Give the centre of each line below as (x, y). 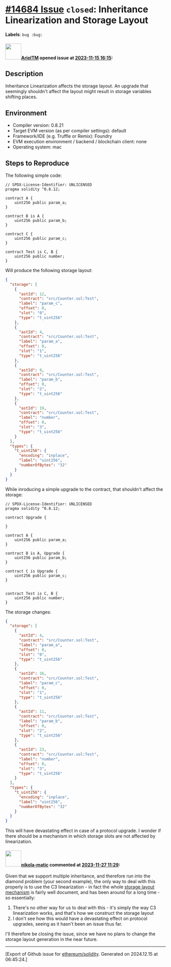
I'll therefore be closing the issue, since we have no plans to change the (80, 934)
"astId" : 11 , (33, 712)
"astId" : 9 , (31, 370)
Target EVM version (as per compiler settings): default (69, 131)
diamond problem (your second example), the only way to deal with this (80, 882)
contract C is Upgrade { (32, 571)
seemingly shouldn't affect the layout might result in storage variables (78, 92)
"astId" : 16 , (33, 673)
